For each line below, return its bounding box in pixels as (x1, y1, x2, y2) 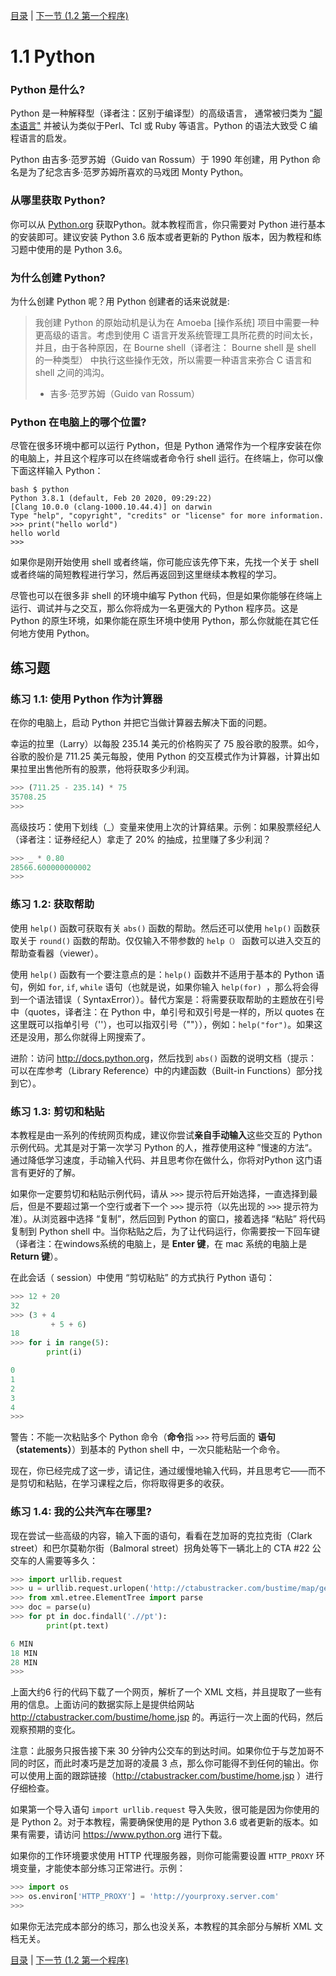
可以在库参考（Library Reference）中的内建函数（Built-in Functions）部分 (10, 1064, 314, 1076)
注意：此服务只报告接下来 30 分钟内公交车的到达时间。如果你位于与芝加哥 (10, 1745, 316, 1757)
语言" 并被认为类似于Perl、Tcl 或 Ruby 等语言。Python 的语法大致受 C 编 (18, 120, 318, 132)
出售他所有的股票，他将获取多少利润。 (36, 763, 195, 775)
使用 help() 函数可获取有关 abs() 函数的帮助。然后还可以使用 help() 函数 (10, 922, 312, 934)
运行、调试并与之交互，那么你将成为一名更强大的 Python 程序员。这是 (10, 602, 299, 614)
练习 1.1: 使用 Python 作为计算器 (10, 692, 163, 706)
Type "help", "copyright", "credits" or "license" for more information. (10, 511, 325, 521)
